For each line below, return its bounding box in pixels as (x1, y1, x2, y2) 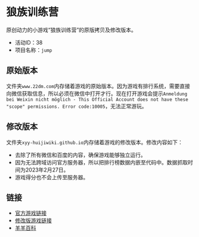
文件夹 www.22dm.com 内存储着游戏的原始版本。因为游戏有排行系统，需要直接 (6, 82, 190, 89)
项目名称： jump (14, 46, 53, 54)
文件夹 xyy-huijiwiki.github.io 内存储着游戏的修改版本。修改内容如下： (6, 138, 183, 146)
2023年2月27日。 (25, 166, 69, 173)
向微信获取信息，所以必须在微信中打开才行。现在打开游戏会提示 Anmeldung (6, 90, 188, 97)
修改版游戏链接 (14, 217, 52, 224)
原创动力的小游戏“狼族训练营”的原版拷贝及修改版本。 (6, 26, 137, 33)
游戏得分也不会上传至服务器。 (14, 173, 88, 180)
